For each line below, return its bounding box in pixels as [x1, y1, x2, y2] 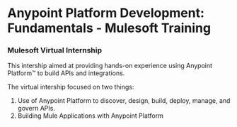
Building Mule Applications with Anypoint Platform [17, 111, 164, 120]
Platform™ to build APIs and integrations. [7, 69, 125, 77]
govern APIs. [17, 104, 55, 113]
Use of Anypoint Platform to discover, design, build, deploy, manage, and [17, 96, 231, 105]
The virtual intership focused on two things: [7, 83, 134, 92]
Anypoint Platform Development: [7, 5, 205, 21]
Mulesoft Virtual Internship [7, 45, 103, 55]
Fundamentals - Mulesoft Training [7, 20, 211, 36]
